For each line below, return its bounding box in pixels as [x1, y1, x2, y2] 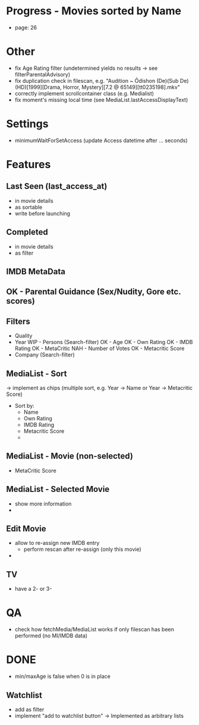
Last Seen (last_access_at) [6, 181, 108, 191]
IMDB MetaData [6, 267, 65, 277]
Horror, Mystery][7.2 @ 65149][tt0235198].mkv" [62, 83, 180, 91]
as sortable [14, 203, 43, 210]
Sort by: [14, 402, 34, 410]
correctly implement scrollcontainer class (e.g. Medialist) [14, 89, 154, 97]
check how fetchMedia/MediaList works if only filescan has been [14, 626, 174, 633]
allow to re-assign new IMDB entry [14, 540, 100, 547]
